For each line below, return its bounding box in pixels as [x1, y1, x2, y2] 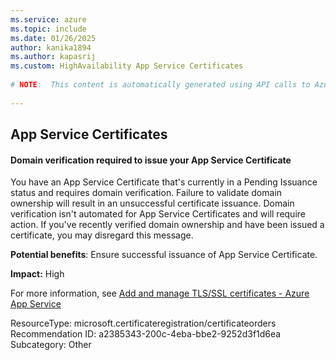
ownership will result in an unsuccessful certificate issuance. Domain [10, 197, 295, 210]
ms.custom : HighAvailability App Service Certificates [10, 61, 244, 71]
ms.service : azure [10, 14, 87, 25]
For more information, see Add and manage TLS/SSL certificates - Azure [10, 287, 310, 300]
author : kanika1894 [10, 42, 92, 53]
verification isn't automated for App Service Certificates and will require [10, 208, 306, 220]
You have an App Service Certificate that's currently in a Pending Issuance [10, 176, 318, 188]
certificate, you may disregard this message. [10, 229, 194, 241]
